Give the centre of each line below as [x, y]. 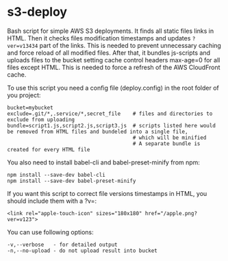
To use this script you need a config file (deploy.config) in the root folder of [113, 88]
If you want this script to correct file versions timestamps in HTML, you [107, 193]
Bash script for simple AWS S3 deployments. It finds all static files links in [111, 31]
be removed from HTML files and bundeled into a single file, [98, 132]
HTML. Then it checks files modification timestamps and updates [99, 38]
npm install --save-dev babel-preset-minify [72, 181]
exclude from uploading [41, 120]
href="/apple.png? [171, 213]
